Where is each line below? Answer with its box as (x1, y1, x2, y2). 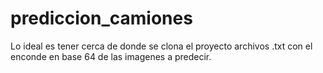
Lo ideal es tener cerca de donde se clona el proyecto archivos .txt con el (10, 40, 313, 52)
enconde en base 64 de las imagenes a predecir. (10, 50, 212, 62)
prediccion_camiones (10, 7, 193, 30)
